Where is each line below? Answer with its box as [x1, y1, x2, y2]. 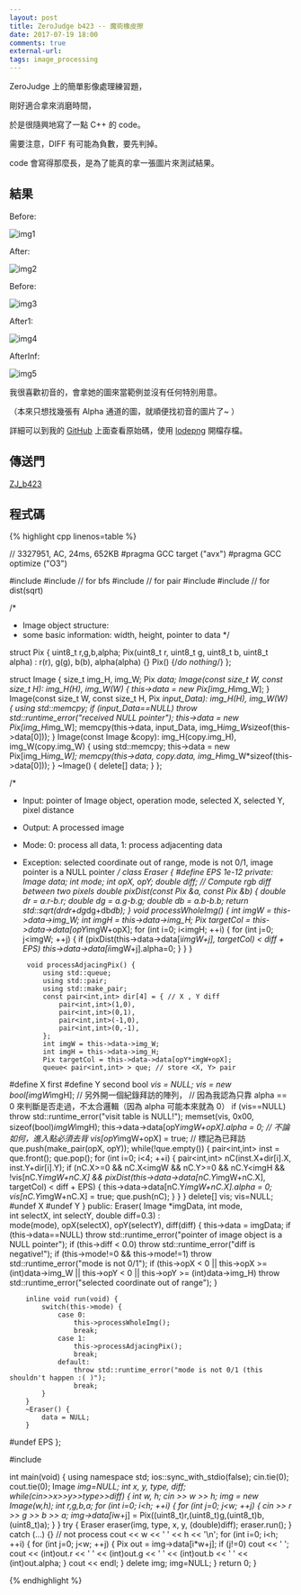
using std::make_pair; [42, 984, 128, 994]
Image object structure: [22, 620, 110, 631]
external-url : [9, 47, 63, 56]
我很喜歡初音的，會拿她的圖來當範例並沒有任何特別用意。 [9, 387, 222, 397]
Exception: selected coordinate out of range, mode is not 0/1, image [22, 857, 274, 868]
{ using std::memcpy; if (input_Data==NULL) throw [9, 703, 198, 714]
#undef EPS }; [9, 1436, 61, 1447]
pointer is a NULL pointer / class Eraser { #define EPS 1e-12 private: [22, 867, 274, 878]
